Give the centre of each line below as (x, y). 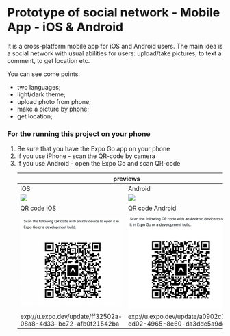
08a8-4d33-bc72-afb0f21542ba (70, 324)
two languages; (39, 87)
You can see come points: (44, 74)
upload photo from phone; (54, 101)
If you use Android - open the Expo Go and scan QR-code (99, 164)
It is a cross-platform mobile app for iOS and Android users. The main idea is (115, 46)
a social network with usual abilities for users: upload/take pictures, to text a (114, 53)
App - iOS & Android (65, 27)
